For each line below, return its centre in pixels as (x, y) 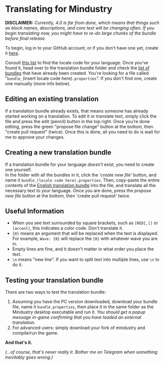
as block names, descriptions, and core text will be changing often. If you (80, 28)
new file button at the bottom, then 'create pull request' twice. (68, 196)
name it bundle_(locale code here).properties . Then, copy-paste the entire (82, 180)
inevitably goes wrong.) (29, 357)
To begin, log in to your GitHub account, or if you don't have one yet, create (82, 48)
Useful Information (34, 211)
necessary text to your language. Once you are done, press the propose (78, 190)
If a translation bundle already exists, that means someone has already (77, 111)
